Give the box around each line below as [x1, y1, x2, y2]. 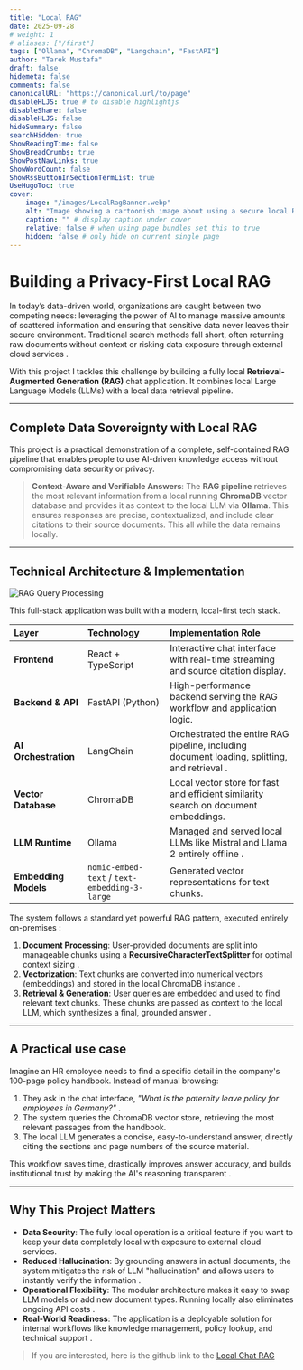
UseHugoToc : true [9, 182, 75, 191]
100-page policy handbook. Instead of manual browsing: [9, 1075, 219, 1086]
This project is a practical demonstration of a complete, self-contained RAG [9, 444, 289, 455]
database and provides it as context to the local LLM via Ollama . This [31, 500, 289, 511]
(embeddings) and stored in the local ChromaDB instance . [22, 978, 241, 988]
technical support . [22, 1332, 93, 1343]
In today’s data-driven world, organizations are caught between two [9, 300, 262, 312]
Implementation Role [170, 626, 262, 638]
